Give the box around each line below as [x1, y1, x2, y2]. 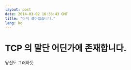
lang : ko [5, 20, 23, 26]
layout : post [5, 7, 31, 12]
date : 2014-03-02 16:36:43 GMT [5, 12, 68, 16]
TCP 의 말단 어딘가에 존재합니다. [5, 43, 127, 54]
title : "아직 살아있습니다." [5, 16, 56, 21]
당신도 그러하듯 [5, 60, 34, 66]
